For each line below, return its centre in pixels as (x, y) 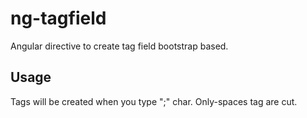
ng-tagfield (58, 18)
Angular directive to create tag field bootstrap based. (119, 46)
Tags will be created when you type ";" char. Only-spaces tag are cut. (154, 101)
